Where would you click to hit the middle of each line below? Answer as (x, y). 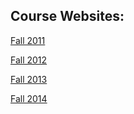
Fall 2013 (29, 79)
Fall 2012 (29, 60)
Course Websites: (67, 16)
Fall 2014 (29, 98)
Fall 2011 (28, 40)
